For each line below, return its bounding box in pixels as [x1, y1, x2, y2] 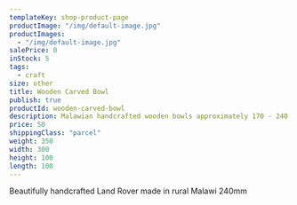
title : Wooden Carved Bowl [9, 87, 109, 96]
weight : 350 [9, 137, 53, 146]
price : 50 [9, 121, 46, 130]
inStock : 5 [9, 54, 50, 63]
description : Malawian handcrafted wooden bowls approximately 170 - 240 [9, 112, 289, 121]
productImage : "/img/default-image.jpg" [9, 21, 162, 30]
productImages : [9, 29, 66, 38]
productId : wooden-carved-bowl [9, 104, 125, 113]
